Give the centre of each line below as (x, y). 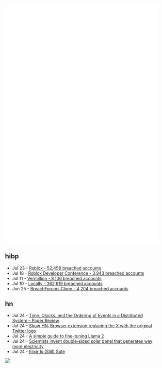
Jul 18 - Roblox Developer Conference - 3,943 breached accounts (78, 273)
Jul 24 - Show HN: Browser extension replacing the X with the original (82, 326)
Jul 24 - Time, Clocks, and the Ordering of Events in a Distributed (77, 316)
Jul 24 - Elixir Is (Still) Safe (39, 351)
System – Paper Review (35, 321)
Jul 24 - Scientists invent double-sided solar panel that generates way (82, 341)
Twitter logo (24, 331)
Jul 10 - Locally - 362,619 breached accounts (57, 284)
